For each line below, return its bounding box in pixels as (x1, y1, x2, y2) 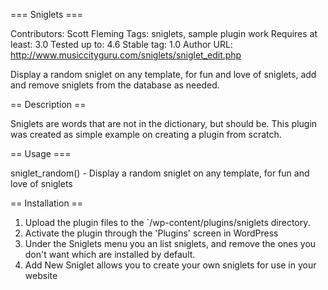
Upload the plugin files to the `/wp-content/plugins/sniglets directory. (24, 217, 311, 228)
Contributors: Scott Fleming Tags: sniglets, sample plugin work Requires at (10, 28, 318, 39)
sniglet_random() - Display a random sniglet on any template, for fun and (10, 167, 310, 179)
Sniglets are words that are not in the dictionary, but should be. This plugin (10, 118, 318, 129)
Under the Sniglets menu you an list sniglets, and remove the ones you (24, 238, 317, 249)
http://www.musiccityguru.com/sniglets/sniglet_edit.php (10, 49, 242, 61)
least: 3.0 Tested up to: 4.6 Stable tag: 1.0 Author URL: (10, 39, 233, 50)
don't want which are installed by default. (24, 249, 196, 260)
